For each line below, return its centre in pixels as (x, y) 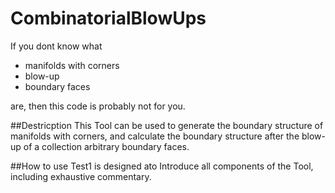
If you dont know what (56, 46)
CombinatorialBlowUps (108, 18)
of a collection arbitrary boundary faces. (106, 146)
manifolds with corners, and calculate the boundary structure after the (155, 136)
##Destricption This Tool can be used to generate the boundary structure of (167, 125)
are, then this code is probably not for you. (98, 106)
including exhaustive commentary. (81, 176)
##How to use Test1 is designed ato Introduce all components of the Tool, (162, 166)
